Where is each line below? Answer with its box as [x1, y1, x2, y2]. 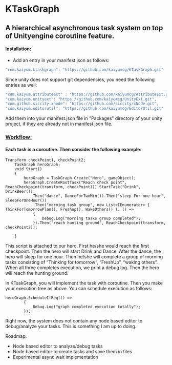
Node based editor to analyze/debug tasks [12, 343, 103, 349]
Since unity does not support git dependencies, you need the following [5, 76, 155, 83]
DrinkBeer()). [5, 189, 36, 194]
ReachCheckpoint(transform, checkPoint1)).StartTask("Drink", [5, 185, 141, 190]
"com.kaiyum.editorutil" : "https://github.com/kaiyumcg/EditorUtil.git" [5, 106, 164, 111]
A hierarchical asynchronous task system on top [5, 24, 163, 32]
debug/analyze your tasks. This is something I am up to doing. [5, 323, 137, 330]
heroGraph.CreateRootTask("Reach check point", [24, 180, 127, 185]
